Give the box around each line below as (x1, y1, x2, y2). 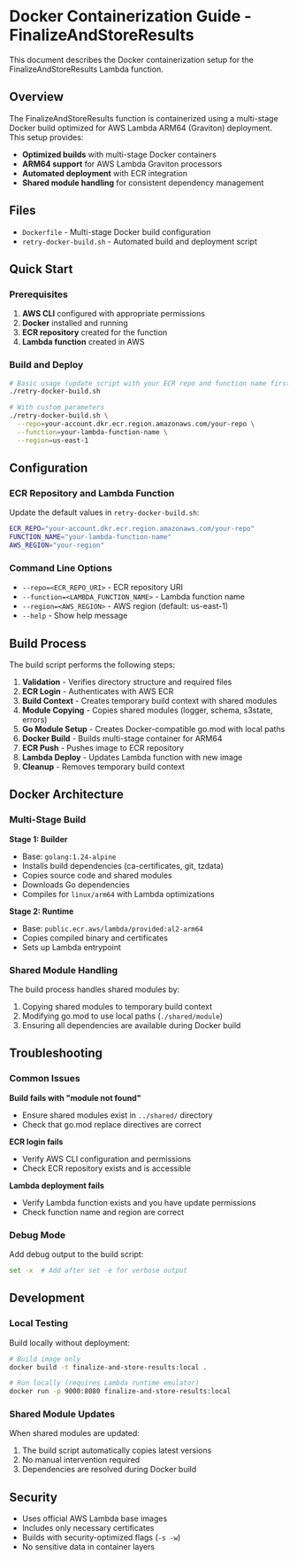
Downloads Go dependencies (21, 879, 130, 890)
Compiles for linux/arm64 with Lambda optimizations (21, 888, 215, 899)
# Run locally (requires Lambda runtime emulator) (9, 1378, 200, 1388)
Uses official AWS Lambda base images (21, 1513, 168, 1524)
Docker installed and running (21, 317, 128, 329)
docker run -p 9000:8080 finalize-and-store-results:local (9, 1387, 232, 1396)
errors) (21, 714, 48, 725)
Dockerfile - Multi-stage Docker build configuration (21, 226, 211, 237)
